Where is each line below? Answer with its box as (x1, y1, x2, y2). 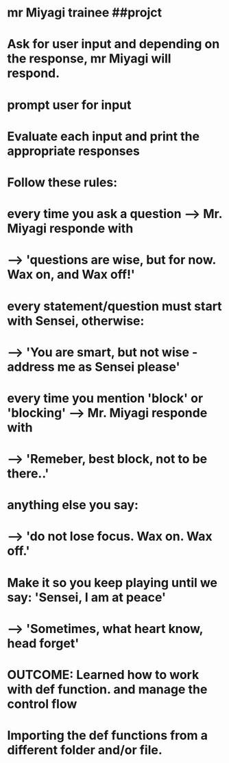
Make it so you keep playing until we (7, 574, 218, 590)
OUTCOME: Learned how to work (7, 667, 200, 683)
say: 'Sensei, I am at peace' (7, 590, 167, 605)
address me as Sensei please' (7, 359, 180, 374)
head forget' (7, 635, 80, 651)
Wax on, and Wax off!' (7, 267, 136, 283)
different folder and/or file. (7, 742, 162, 758)
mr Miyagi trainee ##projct (7, 5, 162, 21)
